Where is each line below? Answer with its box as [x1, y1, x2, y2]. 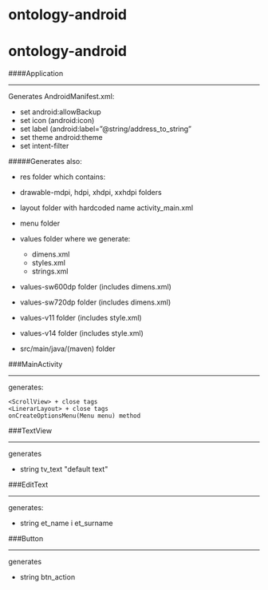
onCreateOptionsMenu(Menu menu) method [8, 412, 141, 421]
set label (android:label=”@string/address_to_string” [19, 124, 192, 134]
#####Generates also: [8, 157, 82, 166]
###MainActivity [8, 360, 63, 369]
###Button [8, 534, 44, 544]
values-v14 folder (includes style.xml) [19, 329, 144, 338]
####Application [8, 69, 64, 78]
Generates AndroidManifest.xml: [8, 92, 115, 102]
